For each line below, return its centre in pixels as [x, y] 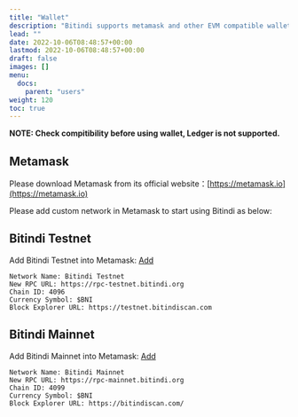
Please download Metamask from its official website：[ [110, 184]
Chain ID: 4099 [37, 388]
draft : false [33, 59]
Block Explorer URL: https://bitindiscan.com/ [97, 403]
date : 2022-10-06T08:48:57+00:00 [71, 42]
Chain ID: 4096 [37, 292]
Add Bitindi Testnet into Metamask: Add [82, 260]
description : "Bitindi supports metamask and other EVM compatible [137, 26]
